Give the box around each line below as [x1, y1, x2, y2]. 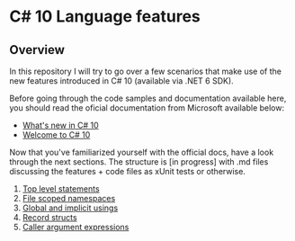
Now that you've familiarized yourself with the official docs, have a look [9, 147, 274, 157]
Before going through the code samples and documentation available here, [9, 93, 287, 103]
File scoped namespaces [22, 193, 116, 203]
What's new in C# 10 [22, 120, 99, 130]
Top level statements [22, 183, 101, 194]
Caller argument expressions [22, 222, 130, 232]
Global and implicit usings [22, 202, 119, 213]
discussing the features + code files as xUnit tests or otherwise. [9, 166, 246, 176]
